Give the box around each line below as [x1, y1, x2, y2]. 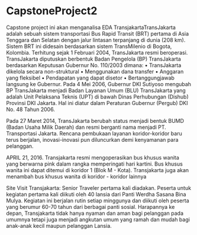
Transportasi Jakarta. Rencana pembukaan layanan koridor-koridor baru [6, 129, 182, 137]
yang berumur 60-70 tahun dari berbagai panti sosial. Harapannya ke [6, 203, 175, 210]
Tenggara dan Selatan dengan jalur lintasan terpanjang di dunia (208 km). [6, 36, 186, 43]
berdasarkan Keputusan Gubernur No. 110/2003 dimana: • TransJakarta [6, 61, 182, 69]
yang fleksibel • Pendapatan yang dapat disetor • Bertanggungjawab [6, 74, 175, 81]
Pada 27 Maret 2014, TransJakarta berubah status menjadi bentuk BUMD [6, 117, 185, 124]
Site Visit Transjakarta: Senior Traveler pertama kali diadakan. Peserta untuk [6, 184, 191, 191]
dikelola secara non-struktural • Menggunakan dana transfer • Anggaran [6, 68, 184, 75]
